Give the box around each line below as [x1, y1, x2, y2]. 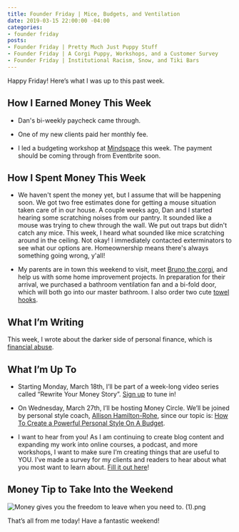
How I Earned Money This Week [7, 97, 152, 109]
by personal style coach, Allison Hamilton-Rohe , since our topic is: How [17, 411, 228, 419]
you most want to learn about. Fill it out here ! [17, 463, 150, 471]
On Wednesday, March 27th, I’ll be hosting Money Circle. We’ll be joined [17, 404, 230, 412]
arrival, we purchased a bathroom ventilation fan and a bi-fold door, [17, 280, 217, 289]
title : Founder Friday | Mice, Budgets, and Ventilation [7, 10, 180, 18]
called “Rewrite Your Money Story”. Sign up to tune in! [17, 390, 176, 398]
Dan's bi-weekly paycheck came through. [17, 116, 141, 125]
